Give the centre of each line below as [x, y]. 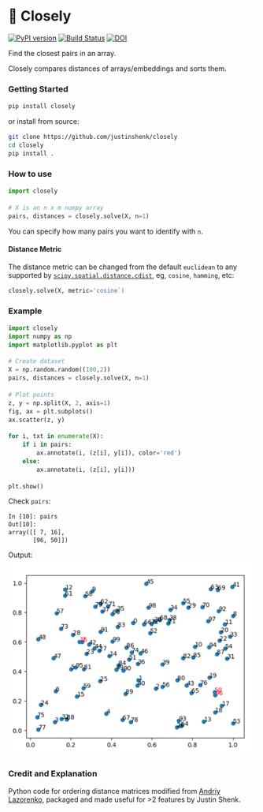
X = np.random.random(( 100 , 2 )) [59, 370]
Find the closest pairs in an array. [62, 53]
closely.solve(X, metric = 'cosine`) [67, 290]
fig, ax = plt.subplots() [50, 411]
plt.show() [26, 486]
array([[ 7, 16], [37, 533]
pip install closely [42, 107]
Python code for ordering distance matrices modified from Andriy [114, 791]
